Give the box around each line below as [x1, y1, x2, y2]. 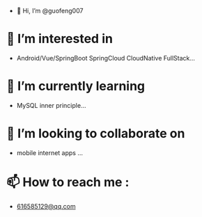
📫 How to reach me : [6, 175, 130, 190]
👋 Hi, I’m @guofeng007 [16, 7, 84, 15]
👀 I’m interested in [6, 31, 113, 47]
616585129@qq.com [16, 202, 76, 210]
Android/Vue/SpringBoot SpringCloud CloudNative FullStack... [16, 54, 196, 62]
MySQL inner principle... [16, 101, 86, 109]
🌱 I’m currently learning [6, 79, 146, 94]
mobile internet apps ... [16, 148, 84, 156]
